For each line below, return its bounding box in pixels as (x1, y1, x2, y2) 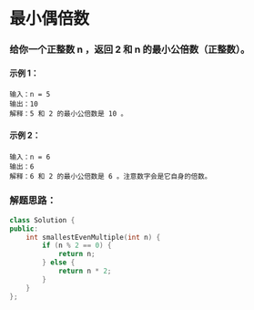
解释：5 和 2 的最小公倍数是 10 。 (9, 109, 128, 119)
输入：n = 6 (9, 152, 51, 161)
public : (9, 224, 39, 233)
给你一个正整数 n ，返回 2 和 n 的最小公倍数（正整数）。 (9, 43, 250, 56)
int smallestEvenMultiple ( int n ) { (25, 232, 161, 242)
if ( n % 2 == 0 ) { (42, 241, 112, 251)
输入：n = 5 (9, 90, 51, 99)
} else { (42, 258, 76, 267)
